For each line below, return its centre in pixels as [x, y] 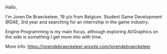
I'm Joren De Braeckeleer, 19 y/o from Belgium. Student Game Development [84, 17]
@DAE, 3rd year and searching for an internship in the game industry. [77, 22]
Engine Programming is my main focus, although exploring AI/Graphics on [82, 31]
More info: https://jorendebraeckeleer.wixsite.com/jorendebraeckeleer [78, 46]
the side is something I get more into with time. [54, 37]
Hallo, [11, 7]
